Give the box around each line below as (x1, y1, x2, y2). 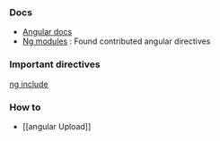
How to (9, 101, 41, 113)
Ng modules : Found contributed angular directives (22, 36, 211, 46)
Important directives (9, 58, 101, 70)
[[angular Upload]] (22, 120, 92, 131)
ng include (9, 79, 48, 89)
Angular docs (22, 27, 73, 37)
